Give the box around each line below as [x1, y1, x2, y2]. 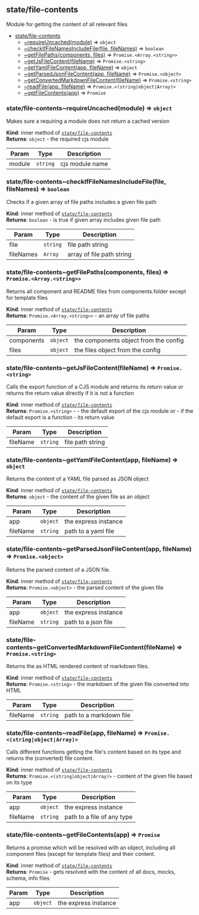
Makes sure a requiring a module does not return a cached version [6, 117, 170, 125]
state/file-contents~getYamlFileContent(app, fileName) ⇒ [6, 455, 179, 464]
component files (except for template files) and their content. [6, 851, 156, 858]
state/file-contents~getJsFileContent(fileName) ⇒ [6, 364, 156, 372]
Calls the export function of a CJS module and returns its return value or [6, 383, 184, 390]
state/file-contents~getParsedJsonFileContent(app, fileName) [6, 545, 192, 553]
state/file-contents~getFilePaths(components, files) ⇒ [6, 268, 169, 277]
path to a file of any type [64, 813, 133, 821]
